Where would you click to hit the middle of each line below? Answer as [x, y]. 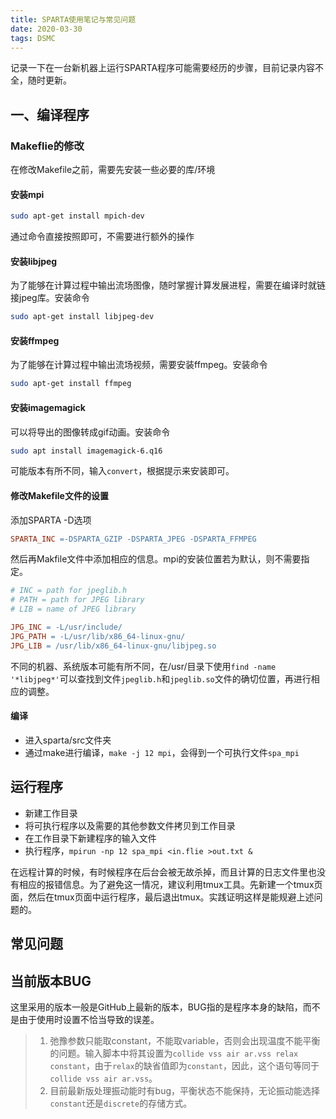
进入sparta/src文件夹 [68, 740]
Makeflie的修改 [47, 146]
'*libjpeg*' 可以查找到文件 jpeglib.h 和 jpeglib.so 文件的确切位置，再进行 [161, 678]
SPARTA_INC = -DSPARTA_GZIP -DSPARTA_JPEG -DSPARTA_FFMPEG [133, 539]
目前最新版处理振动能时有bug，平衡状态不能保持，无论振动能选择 [185, 1090]
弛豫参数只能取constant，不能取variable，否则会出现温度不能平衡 [185, 1040]
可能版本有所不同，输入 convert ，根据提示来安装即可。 [122, 471]
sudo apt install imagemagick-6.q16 [86, 451]
